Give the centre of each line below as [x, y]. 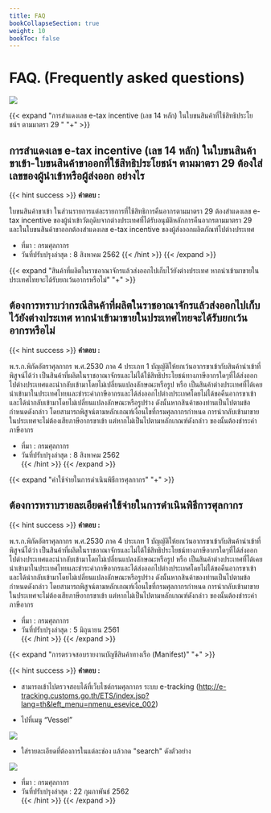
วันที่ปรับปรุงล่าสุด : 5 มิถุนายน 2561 [70, 629]
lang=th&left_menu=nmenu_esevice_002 [88, 704]
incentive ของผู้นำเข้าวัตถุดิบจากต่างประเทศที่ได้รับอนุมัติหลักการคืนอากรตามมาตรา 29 [137, 220]
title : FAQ [27, 16]
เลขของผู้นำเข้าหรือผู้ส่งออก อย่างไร [77, 175]
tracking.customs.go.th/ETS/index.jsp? [85, 695]
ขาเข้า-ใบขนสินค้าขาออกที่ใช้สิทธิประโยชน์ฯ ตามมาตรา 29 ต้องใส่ [136, 163]
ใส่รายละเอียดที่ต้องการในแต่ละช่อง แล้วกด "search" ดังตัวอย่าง [106, 751]
